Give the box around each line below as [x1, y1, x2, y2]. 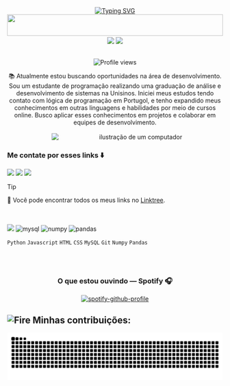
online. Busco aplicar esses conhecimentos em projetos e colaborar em [14, 111, 216, 119]
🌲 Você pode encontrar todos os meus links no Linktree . [7, 196, 166, 205]
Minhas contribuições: [32, 314, 131, 326]
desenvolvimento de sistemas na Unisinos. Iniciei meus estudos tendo [16, 89, 214, 97]
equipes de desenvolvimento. [73, 118, 157, 126]
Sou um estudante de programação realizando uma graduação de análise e [9, 82, 221, 90]
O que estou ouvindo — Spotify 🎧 [57, 276, 173, 286]
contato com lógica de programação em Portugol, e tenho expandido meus [9, 96, 221, 104]
